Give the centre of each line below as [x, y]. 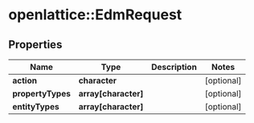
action [25, 80]
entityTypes [36, 107]
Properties [35, 45]
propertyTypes [41, 94]
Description [174, 67]
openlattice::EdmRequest [95, 15]
